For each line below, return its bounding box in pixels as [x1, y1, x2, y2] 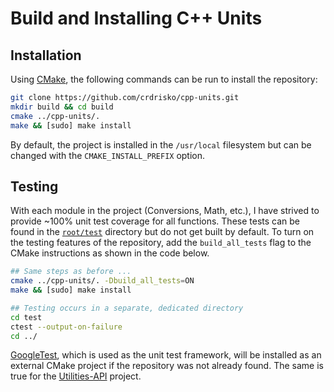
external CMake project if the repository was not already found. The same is [10, 360, 324, 372]
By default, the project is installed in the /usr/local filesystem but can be [10, 138, 312, 151]
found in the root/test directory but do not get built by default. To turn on [10, 226, 315, 238]
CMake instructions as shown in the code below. [10, 247, 210, 259]
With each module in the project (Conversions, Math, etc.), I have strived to [10, 205, 320, 217]
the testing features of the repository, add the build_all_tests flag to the [10, 237, 312, 249]
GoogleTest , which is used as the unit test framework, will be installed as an [10, 349, 322, 361]
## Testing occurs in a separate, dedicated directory [10, 303, 244, 313]
